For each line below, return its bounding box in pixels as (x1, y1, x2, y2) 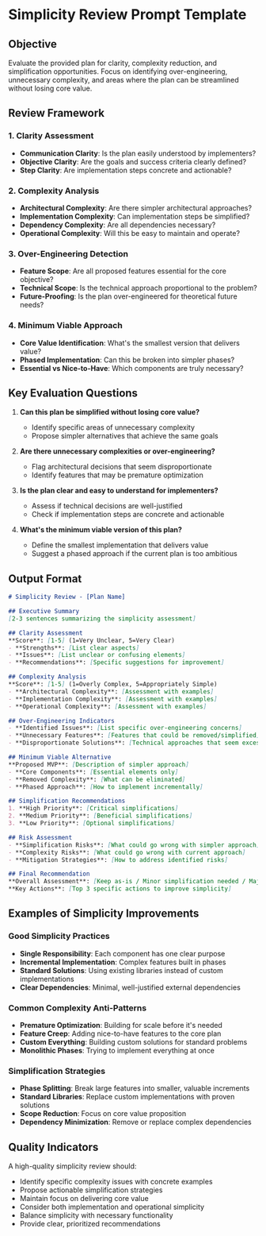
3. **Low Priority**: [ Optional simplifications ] (8, 820, 176, 828)
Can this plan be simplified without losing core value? (19, 407, 200, 417)
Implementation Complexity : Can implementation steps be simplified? (19, 211, 250, 221)
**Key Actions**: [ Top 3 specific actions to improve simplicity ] (8, 885, 232, 893)
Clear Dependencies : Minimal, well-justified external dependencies (19, 983, 241, 992)
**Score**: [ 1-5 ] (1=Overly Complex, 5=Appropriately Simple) (8, 681, 218, 689)
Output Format (8, 572, 82, 585)
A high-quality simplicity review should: (8, 1161, 137, 1171)
